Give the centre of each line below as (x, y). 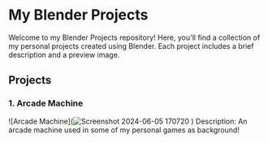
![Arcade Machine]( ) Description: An (128, 121)
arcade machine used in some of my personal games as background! (124, 130)
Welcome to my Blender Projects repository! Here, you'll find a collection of (134, 37)
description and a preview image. (64, 54)
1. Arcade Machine (46, 103)
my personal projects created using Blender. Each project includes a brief (131, 45)
